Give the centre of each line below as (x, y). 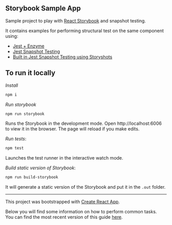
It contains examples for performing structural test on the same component (84, 31)
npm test (15, 148)
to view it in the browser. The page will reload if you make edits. (72, 129)
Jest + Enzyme (28, 46)
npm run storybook (25, 114)
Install (12, 85)
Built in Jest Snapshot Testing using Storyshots (62, 57)
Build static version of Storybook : (40, 168)
